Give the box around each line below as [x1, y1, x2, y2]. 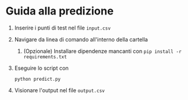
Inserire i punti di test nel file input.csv [14, 24, 111, 31]
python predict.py [14, 76, 61, 82]
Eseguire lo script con [14, 64, 69, 72]
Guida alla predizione [5, 4, 114, 18]
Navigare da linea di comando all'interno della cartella [14, 36, 148, 43]
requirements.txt [23, 54, 67, 60]
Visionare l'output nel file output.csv [14, 86, 105, 94]
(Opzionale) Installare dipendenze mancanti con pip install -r [23, 47, 182, 55]
